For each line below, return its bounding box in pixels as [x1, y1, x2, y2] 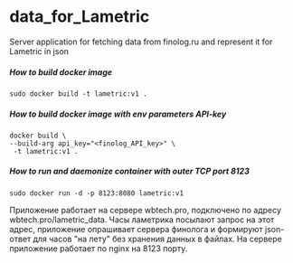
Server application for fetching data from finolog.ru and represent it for [9, 36, 273, 47]
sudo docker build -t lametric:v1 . [9, 89, 147, 99]
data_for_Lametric [9, 6, 150, 27]
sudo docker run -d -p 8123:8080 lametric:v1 [9, 188, 184, 198]
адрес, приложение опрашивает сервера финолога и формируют [9, 223, 264, 234]
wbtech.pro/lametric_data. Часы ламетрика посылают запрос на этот [9, 214, 275, 225]
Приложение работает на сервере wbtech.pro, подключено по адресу [9, 204, 282, 215]
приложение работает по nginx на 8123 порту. [9, 242, 188, 254]
